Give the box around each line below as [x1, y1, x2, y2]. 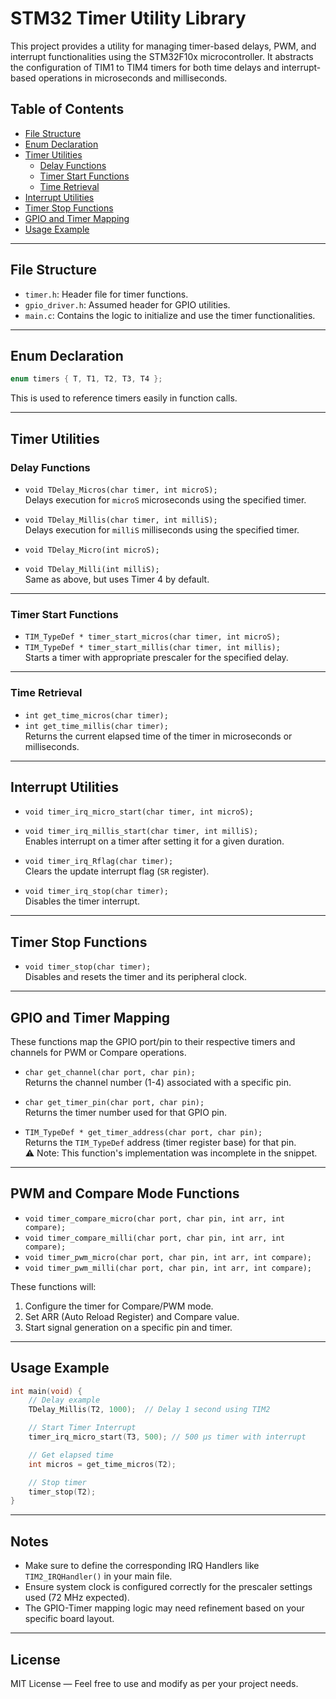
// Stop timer [28, 1477, 87, 1487]
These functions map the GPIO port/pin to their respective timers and [10, 1035, 296, 1047]
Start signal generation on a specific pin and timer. [24, 1321, 233, 1333]
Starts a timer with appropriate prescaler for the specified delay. [24, 652, 289, 664]
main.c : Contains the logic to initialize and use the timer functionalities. [24, 309, 316, 321]
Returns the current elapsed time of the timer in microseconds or [24, 730, 293, 742]
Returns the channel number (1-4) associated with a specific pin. [24, 1076, 292, 1088]
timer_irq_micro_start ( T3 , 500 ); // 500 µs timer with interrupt [28, 1432, 307, 1442]
